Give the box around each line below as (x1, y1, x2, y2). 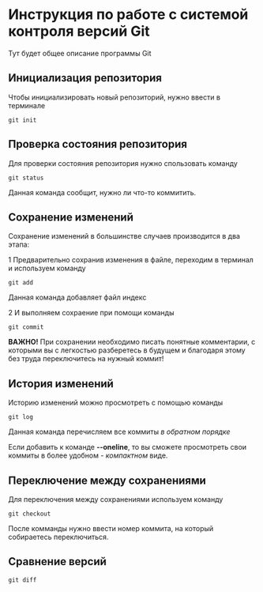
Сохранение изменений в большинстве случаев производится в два (8, 232, 241, 241)
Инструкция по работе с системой (8, 6, 249, 24)
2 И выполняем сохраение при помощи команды (8, 308, 175, 318)
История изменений (8, 377, 115, 390)
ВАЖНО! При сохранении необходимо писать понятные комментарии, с (8, 337, 256, 347)
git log (8, 413, 34, 421)
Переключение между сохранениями (8, 473, 207, 487)
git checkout (8, 510, 51, 518)
